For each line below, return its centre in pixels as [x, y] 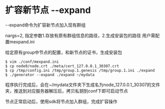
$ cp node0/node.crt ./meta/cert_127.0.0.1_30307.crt [62, 66]
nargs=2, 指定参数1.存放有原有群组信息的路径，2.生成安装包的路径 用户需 [80, 35]
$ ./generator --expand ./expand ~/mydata [50, 75]
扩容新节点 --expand [48, 10]
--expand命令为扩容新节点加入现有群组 [45, 25]
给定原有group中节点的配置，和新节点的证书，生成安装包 [64, 52]
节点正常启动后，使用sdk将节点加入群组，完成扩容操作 [61, 101]
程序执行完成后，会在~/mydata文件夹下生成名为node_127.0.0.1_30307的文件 [83, 85]
